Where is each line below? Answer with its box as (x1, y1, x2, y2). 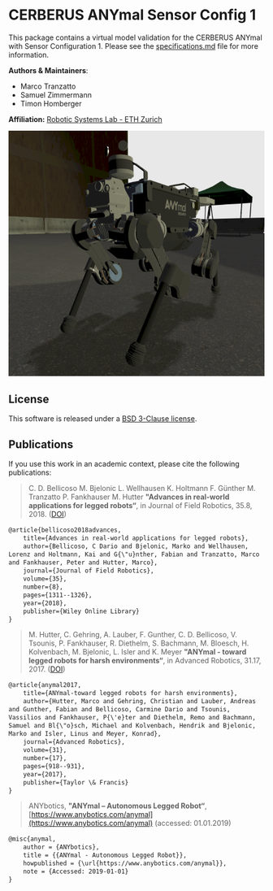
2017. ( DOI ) (28, 664, 66, 674)
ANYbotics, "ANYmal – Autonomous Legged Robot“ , (28, 801, 207, 811)
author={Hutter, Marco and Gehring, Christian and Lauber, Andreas (23, 698, 256, 706)
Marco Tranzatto (19, 81, 76, 91)
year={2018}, (23, 599, 67, 607)
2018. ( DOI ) (28, 510, 67, 519)
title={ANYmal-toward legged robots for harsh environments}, (23, 689, 238, 698)
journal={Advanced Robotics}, (23, 738, 126, 746)
